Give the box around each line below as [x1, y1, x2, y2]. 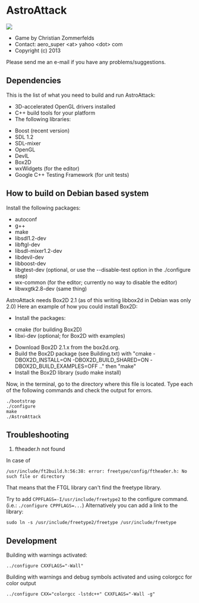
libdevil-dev [14, 253, 45, 261]
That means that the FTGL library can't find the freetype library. [6, 484, 162, 491]
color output [6, 580, 37, 587]
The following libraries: [14, 115, 71, 122]
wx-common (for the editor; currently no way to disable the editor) [14, 278, 178, 285]
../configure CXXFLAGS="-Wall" [6, 563, 84, 569]
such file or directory [6, 474, 65, 480]
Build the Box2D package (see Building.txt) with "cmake [14, 350, 152, 357]
